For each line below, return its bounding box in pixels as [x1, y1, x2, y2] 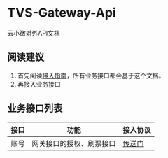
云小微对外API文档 [7, 29, 61, 37]
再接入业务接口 [17, 80, 61, 88]
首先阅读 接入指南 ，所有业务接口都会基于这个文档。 [17, 71, 165, 80]
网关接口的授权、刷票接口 [31, 138, 117, 148]
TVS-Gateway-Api [7, 5, 117, 21]
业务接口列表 [7, 103, 63, 115]
